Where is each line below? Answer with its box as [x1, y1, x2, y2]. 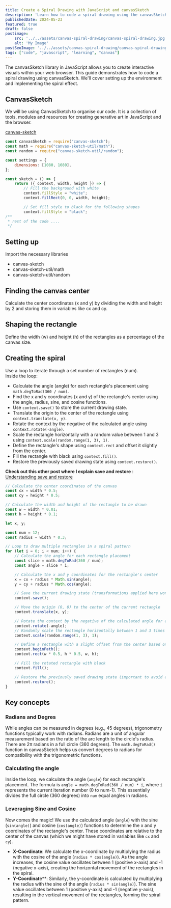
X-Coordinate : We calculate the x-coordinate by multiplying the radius [12, 848, 161, 855]
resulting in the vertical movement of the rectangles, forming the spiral [12, 892, 161, 898]
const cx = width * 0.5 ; [5, 488, 58, 493]
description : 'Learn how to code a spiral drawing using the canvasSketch [5, 12, 167, 17]
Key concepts [5, 698, 50, 707]
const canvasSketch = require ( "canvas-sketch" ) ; [5, 139, 110, 144]
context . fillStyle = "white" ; [23, 190, 88, 196]
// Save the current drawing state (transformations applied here [14, 591, 158, 596]
